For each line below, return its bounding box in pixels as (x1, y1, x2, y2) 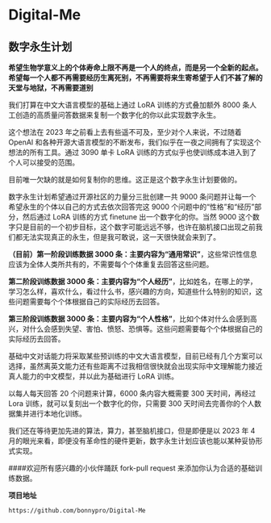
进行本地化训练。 (29, 409, 86, 418)
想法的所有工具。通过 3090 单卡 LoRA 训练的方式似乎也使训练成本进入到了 (8, 148, 256, 157)
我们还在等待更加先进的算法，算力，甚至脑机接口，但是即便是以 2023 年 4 (8, 426, 256, 435)
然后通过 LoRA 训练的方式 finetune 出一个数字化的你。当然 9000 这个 (22, 212, 253, 221)
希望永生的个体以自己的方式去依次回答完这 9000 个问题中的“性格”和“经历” (8, 202, 255, 211)
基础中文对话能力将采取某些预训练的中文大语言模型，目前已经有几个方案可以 (8, 351, 263, 361)
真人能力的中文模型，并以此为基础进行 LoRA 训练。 (8, 371, 179, 381)
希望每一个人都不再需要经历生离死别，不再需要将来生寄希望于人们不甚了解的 (8, 73, 263, 82)
